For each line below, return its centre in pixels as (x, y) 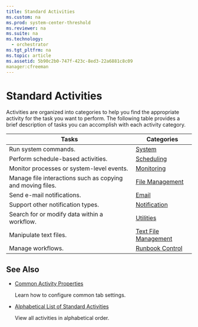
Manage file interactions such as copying (66, 178)
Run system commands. (42, 150)
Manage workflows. (36, 248)
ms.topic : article (29, 56)
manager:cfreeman (27, 67)
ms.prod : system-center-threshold (49, 22)
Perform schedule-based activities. (58, 159)
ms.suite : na (22, 34)
